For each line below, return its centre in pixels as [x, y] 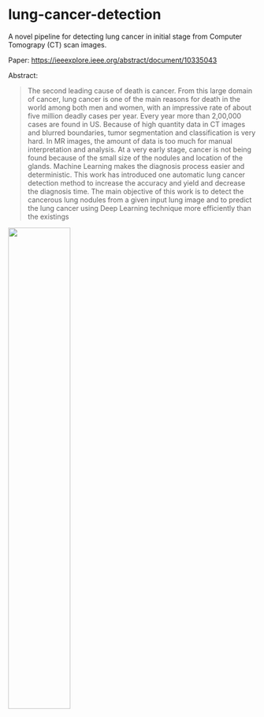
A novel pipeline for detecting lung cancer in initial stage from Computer [125, 36]
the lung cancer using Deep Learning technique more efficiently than [139, 208]
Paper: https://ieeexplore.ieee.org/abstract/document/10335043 [113, 60]
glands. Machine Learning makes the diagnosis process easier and [136, 166]
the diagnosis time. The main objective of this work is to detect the [136, 191]
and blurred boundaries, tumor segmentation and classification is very [141, 133]
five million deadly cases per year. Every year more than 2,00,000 [134, 115]
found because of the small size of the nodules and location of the [135, 158]
